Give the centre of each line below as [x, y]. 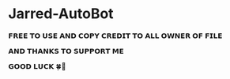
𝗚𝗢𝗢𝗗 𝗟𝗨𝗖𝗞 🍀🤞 [37, 66]
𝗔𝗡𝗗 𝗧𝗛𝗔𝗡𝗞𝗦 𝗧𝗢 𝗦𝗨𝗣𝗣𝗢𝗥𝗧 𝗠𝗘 [66, 51]
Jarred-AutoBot [61, 14]
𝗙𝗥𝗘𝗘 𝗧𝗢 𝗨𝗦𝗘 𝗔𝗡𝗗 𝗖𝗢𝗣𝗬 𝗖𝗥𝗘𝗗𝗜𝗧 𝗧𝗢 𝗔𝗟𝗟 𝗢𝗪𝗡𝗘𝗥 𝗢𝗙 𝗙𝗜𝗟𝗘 [115, 36]
